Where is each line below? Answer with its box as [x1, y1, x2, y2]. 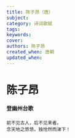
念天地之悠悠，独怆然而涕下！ [6, 126, 71, 132]
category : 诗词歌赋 [6, 20, 53, 26]
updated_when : [6, 55, 43, 61]
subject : [6, 15, 29, 21]
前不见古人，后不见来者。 [6, 120, 61, 126]
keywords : [6, 32, 32, 38]
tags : [6, 26, 20, 33]
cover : [6, 37, 23, 44]
